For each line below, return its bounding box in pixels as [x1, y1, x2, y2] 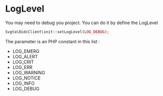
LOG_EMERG [12, 48, 40, 54]
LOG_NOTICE [12, 75, 41, 81]
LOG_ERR [12, 64, 33, 70]
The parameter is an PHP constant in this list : [5, 38, 100, 44]
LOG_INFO [12, 80, 35, 86]
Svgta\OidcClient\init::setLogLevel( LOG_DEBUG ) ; [5, 29, 110, 34]
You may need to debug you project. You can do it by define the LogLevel [5, 20, 158, 26]
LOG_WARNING [12, 69, 45, 75]
